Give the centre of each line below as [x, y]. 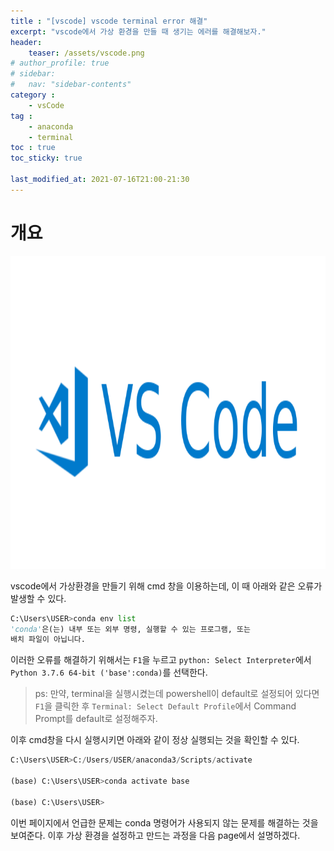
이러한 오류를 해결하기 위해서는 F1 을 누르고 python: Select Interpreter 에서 [161, 660]
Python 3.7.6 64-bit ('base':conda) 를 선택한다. [109, 672]
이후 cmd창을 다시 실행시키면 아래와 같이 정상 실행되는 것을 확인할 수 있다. [155, 740]
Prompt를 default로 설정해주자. [96, 719]
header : [26, 42]
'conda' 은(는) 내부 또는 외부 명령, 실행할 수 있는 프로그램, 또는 [130, 629]
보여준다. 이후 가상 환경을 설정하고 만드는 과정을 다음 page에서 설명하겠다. [155, 835]
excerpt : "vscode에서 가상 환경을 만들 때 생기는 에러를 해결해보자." [138, 31]
